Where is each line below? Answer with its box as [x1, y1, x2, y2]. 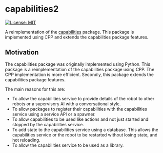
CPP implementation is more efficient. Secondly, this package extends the [5, 72, 154, 77]
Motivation [5, 48, 39, 57]
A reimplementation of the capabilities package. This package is [5, 29, 134, 35]
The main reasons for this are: [5, 86, 65, 92]
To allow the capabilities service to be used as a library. [12, 142, 124, 148]
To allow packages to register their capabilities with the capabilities [12, 106, 147, 112]
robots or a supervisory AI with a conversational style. [12, 101, 121, 107]
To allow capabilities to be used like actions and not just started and [12, 116, 149, 122]
